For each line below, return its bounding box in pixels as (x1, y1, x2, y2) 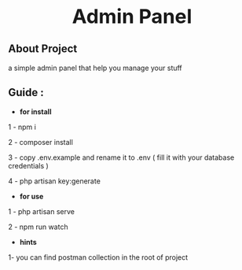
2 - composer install (8, 137, 73, 146)
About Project (8, 43, 78, 56)
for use (19, 191, 44, 201)
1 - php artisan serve (8, 206, 75, 216)
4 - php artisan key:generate (8, 176, 101, 186)
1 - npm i (8, 122, 37, 131)
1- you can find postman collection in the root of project (8, 252, 189, 262)
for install (19, 106, 52, 117)
